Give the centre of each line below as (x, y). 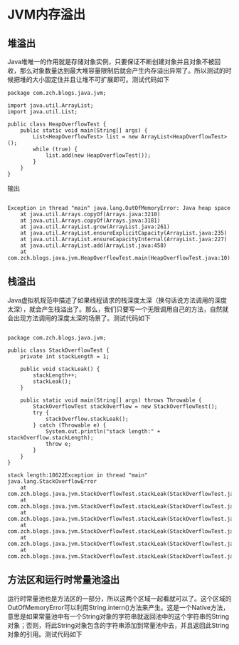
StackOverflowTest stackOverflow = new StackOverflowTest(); (126, 406)
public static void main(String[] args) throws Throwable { (111, 400)
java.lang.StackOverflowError (52, 481)
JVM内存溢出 (47, 15)
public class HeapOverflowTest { (57, 124)
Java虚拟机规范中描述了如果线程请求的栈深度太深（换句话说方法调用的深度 (117, 300)
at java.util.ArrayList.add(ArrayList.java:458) (94, 245)
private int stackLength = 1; (65, 356)
